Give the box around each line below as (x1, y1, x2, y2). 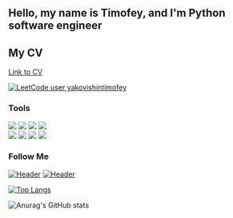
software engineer (8, 19, 102, 33)
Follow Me (8, 151, 50, 162)
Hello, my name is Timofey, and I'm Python (8, 6, 226, 20)
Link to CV (8, 67, 42, 77)
